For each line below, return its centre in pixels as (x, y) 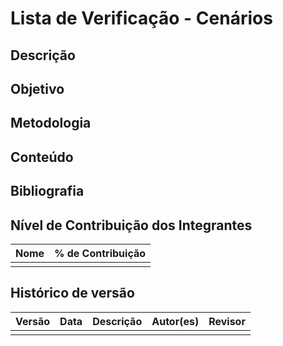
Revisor (227, 321)
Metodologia (51, 123)
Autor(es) (175, 321)
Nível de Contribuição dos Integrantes (131, 225)
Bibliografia (47, 191)
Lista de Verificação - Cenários (141, 18)
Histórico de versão (72, 293)
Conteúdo (42, 157)
